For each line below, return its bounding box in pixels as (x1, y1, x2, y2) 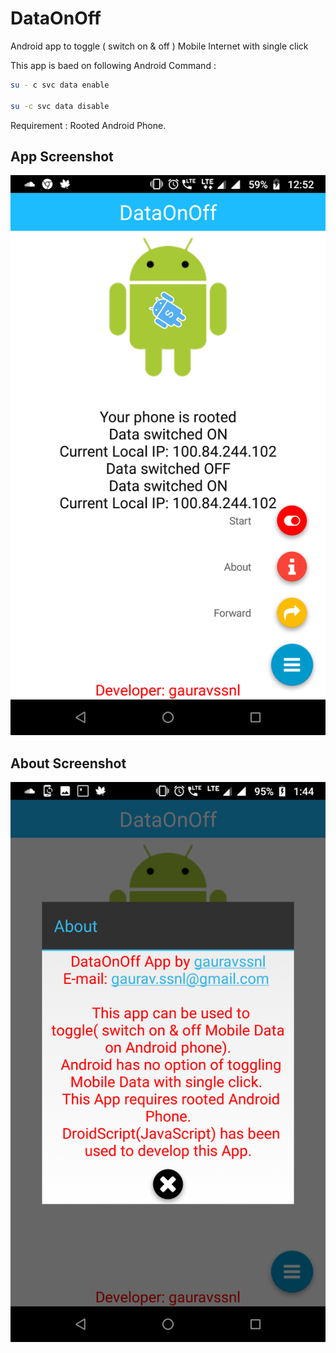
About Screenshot (10, 755, 127, 772)
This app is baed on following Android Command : (10, 59, 217, 71)
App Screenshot (10, 148, 114, 165)
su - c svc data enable (10, 80, 110, 90)
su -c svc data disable (10, 101, 110, 111)
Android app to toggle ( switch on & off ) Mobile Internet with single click (10, 40, 309, 52)
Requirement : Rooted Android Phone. (10, 119, 167, 131)
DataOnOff (10, 7, 102, 30)
